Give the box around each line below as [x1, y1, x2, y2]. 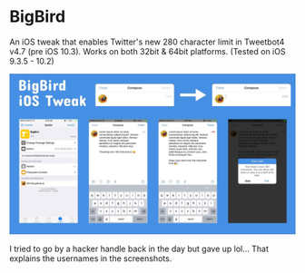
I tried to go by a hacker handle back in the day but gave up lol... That [9, 243, 270, 255]
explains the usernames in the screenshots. [9, 253, 172, 264]
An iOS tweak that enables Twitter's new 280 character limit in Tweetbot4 [9, 36, 285, 47]
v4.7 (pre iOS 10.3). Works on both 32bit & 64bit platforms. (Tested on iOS [9, 45, 286, 56]
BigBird [9, 6, 66, 27]
